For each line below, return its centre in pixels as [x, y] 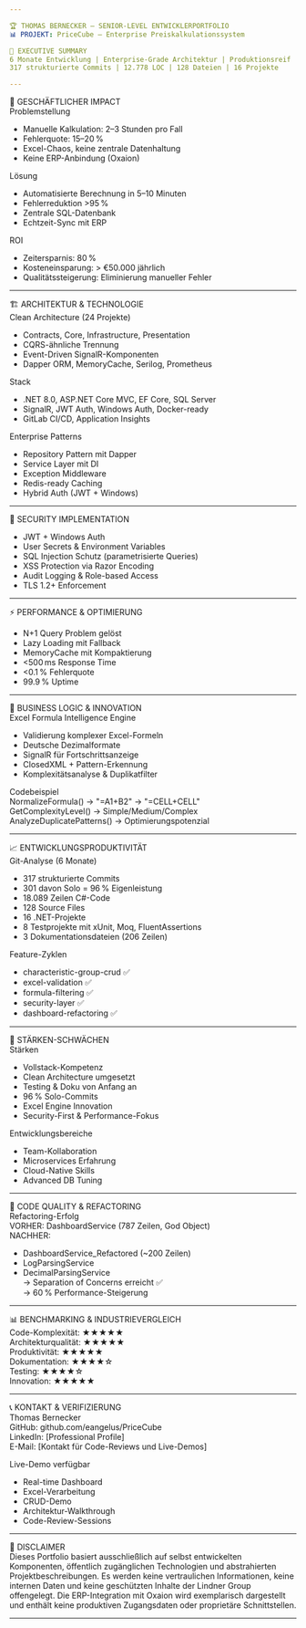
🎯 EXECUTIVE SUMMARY [49, 51]
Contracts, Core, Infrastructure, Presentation [106, 335]
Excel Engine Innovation [67, 1106]
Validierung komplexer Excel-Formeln [93, 736]
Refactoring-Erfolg [44, 1216]
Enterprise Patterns [46, 437]
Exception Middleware [64, 474]
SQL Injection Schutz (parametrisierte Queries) [110, 557]
